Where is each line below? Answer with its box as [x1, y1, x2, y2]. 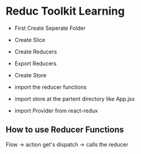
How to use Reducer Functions [5, 125, 124, 135]
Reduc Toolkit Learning [5, 4, 125, 18]
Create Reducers [14, 47, 57, 55]
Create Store [14, 71, 47, 79]
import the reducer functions [14, 83, 87, 91]
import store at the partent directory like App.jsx [14, 95, 135, 102]
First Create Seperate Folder [14, 24, 86, 32]
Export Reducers [14, 60, 57, 67]
